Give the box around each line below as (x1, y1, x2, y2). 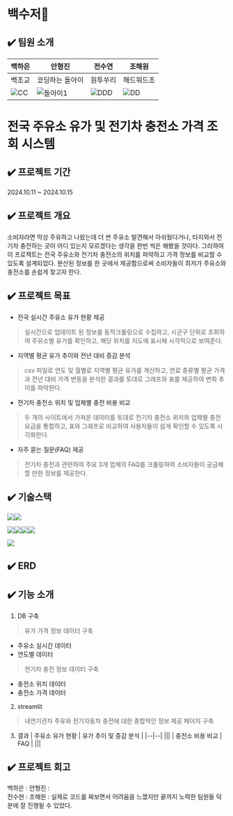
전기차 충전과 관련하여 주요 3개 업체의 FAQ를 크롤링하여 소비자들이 (24, 460, 205, 468)
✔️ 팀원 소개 (7, 36, 54, 48)
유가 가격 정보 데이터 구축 (24, 626, 94, 635)
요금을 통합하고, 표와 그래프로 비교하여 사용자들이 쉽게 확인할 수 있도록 (24, 422, 216, 430)
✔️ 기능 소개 (7, 589, 54, 601)
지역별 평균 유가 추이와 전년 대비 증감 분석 (17, 351, 131, 360)
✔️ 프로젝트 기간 (7, 166, 71, 178)
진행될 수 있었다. (27, 801, 72, 810)
